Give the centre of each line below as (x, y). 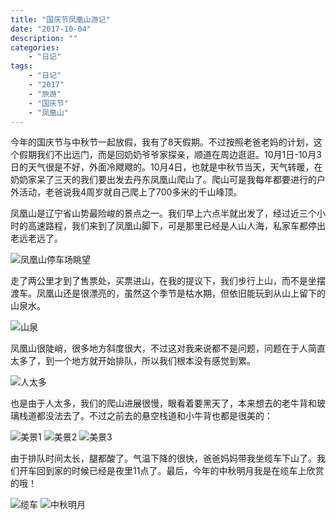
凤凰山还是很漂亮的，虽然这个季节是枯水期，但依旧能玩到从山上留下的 (181, 293)
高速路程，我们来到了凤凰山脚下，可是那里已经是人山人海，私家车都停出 (176, 226)
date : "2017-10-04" (51, 29)
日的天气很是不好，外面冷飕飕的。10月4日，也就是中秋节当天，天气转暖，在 (166, 167)
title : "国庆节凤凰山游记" (60, 19)
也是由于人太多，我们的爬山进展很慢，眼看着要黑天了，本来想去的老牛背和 (163, 403)
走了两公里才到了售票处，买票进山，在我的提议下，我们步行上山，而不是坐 (163, 281)
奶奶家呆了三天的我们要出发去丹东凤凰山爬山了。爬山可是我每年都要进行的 (163, 180)
